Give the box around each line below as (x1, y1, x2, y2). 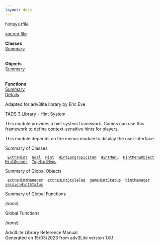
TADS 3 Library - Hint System (5, 111, 66, 117)
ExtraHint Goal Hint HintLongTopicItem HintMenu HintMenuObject (7, 155, 155, 160)
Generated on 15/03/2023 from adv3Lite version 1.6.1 (5, 235, 114, 241)
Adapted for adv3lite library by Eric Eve (5, 101, 85, 107)
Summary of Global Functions (5, 191, 66, 197)
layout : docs (5, 7, 32, 12)
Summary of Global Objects (5, 168, 62, 174)
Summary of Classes (5, 145, 48, 151)
